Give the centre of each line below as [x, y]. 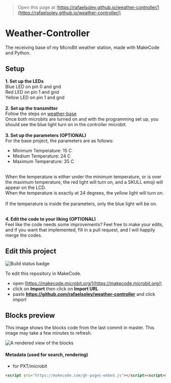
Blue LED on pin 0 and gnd [33, 87]
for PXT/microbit [30, 366]
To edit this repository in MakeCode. [43, 273]
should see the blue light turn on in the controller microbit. [66, 124]
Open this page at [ [38, 7]
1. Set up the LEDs [25, 81]
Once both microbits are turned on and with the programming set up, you [82, 119]
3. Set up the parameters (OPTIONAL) [46, 135]
